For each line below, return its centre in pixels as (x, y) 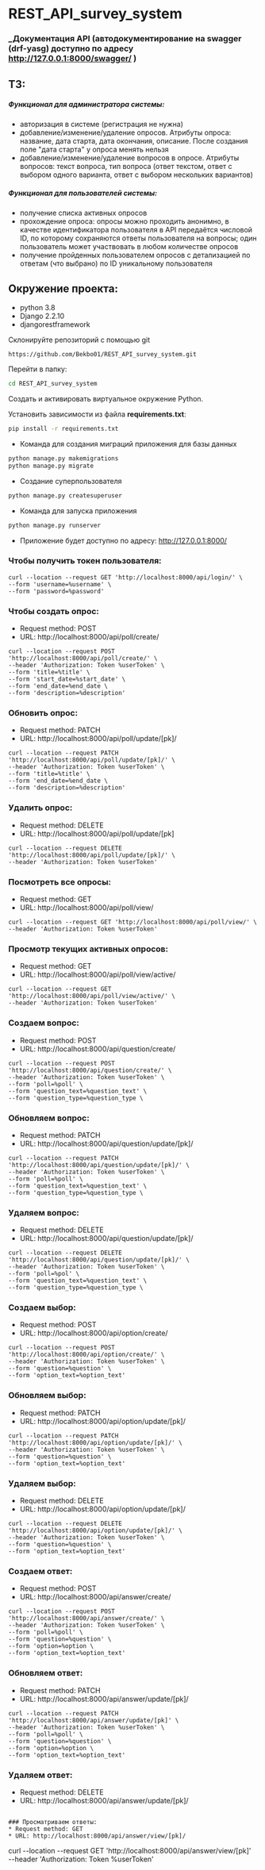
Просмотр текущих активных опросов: (88, 949)
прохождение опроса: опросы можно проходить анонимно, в (125, 221)
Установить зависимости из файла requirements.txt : (97, 414)
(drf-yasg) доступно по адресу (71, 48)
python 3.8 (37, 308)
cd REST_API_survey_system (53, 384)
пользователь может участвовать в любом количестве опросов (129, 247)
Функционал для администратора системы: (86, 105)
